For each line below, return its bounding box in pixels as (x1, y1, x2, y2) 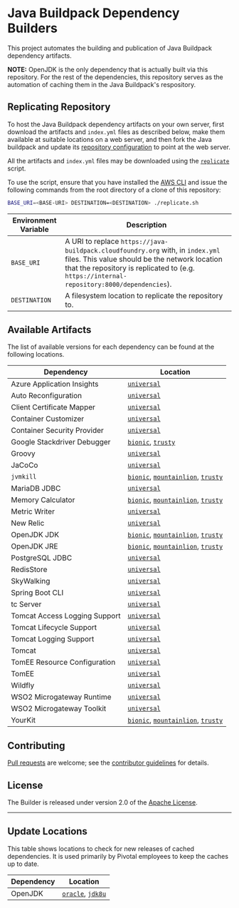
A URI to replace (65, 236, 119, 246)
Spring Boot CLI (11, 588, 64, 598)
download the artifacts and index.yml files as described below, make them (7, 127, 225, 136)
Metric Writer (11, 506, 55, 516)
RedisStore (11, 565, 48, 575)
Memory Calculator (11, 495, 75, 505)
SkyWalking (11, 576, 51, 586)
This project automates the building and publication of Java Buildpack (7, 44, 212, 52)
